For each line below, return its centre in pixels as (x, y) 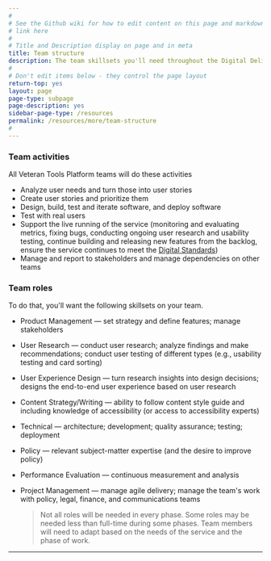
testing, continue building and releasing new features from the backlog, (139, 241)
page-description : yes (46, 106)
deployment (40, 435)
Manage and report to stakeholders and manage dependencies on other (140, 258)
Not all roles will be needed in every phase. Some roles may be (145, 515)
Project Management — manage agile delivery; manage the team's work (140, 491)
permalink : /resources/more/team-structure (83, 121)
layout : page (30, 91)
